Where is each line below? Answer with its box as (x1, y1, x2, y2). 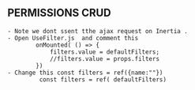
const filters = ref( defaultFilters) (39, 75, 167, 84)
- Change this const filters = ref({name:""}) (7, 69, 163, 77)
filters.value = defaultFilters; (49, 47, 159, 56)
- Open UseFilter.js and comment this (7, 34, 139, 42)
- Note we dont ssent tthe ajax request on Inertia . (7, 27, 189, 35)
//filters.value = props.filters (49, 54, 159, 62)
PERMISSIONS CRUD (7, 6, 111, 20)
